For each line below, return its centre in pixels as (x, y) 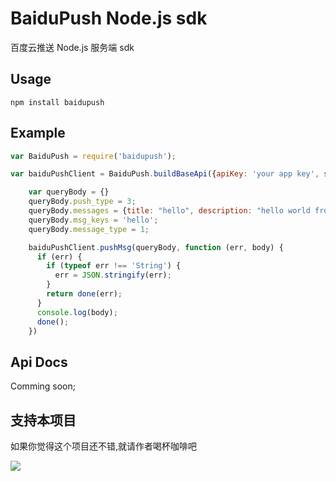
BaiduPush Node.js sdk (109, 18)
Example (38, 133)
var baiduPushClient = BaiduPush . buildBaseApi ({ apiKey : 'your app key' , (165, 174)
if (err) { (59, 257)
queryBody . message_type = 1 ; (89, 229)
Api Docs (39, 362)
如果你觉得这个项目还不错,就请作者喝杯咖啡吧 (104, 446)
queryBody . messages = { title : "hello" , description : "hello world (169, 211)
